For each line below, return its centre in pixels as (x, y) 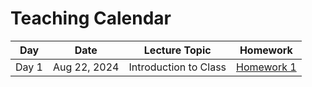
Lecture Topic (177, 50)
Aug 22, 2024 (86, 67)
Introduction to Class (177, 67)
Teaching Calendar (91, 18)
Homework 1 (266, 67)
